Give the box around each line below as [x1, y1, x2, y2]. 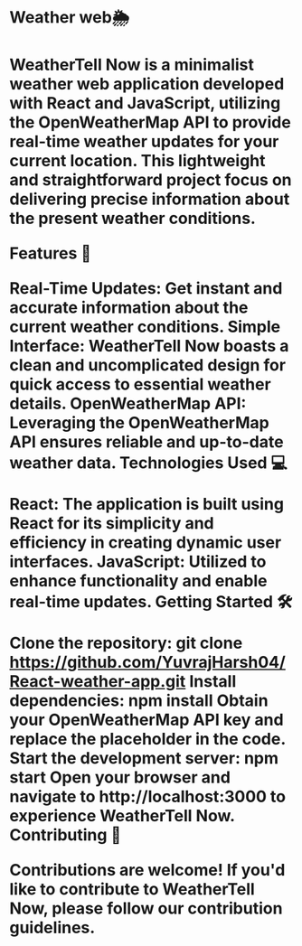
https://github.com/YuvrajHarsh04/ [9, 652, 287, 673]
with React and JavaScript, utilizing [9, 93, 281, 114]
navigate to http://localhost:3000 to [9, 787, 287, 807]
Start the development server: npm [9, 748, 278, 769]
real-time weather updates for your [9, 132, 279, 152]
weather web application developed [9, 74, 285, 95]
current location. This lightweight [9, 151, 266, 172]
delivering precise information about [9, 189, 290, 210]
